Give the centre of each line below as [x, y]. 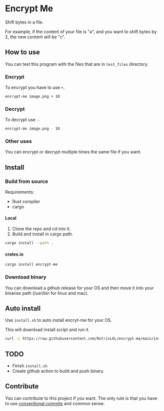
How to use [22, 52]
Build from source [27, 181]
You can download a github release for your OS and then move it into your [79, 288]
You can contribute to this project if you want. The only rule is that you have [81, 398]
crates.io [14, 254]
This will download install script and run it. [47, 330]
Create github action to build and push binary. [58, 371]
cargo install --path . [29, 243]
